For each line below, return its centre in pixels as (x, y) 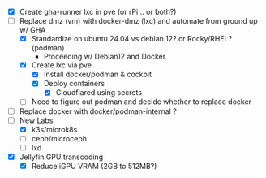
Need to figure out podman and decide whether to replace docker (142, 102)
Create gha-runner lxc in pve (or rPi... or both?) (98, 12)
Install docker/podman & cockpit (97, 74)
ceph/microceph (59, 138)
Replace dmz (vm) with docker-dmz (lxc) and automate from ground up (138, 21)
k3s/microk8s (54, 129)
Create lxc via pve (62, 65)
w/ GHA (32, 30)
